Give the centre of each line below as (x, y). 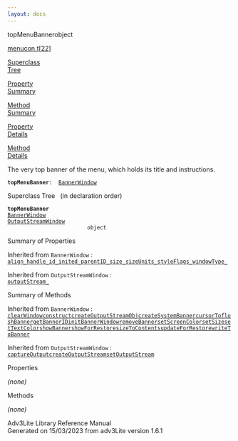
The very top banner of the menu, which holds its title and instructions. (112, 169)
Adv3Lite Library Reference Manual (59, 423)
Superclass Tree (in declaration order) (65, 195)
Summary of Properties (42, 241)
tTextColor (24, 328)
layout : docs (27, 14)
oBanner (19, 334)
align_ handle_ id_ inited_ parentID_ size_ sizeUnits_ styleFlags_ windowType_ (118, 262)
